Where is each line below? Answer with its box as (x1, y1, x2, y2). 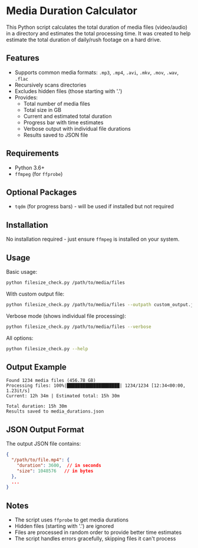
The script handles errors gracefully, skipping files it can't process (14, 535, 176, 542)
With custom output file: (6, 290, 65, 297)
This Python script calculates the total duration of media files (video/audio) (6, 24, 187, 31)
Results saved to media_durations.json (6, 408, 104, 414)
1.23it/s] (6, 388, 31, 394)
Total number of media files (23, 100, 90, 107)
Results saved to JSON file (23, 131, 88, 138)
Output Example (6, 362, 67, 372)
